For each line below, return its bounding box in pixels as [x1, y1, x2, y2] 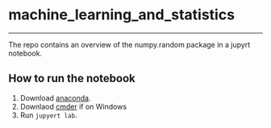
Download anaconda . [19, 93, 91, 102]
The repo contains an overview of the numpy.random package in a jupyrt [8, 39, 251, 49]
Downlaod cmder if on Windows [19, 101, 127, 111]
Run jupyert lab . [19, 110, 78, 120]
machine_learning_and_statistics [8, 6, 236, 24]
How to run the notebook [8, 72, 135, 85]
